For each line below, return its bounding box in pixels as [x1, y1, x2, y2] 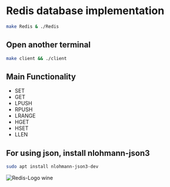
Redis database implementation [6, 4, 165, 18]
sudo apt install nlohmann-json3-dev [6, 163, 99, 170]
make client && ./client [6, 55, 67, 61]
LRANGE [14, 112, 36, 119]
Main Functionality [6, 72, 76, 82]
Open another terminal [6, 40, 91, 50]
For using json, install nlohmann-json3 [6, 148, 150, 158]
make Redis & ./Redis [6, 24, 59, 29]
